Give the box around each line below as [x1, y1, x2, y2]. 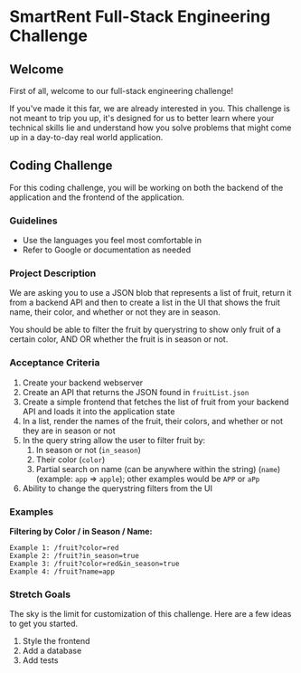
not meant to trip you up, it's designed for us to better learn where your [9, 113, 275, 123]
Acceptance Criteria [9, 356, 100, 369]
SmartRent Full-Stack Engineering [9, 6, 271, 27]
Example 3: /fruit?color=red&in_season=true [9, 559, 180, 568]
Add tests [22, 655, 59, 666]
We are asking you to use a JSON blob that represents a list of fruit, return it [9, 288, 292, 299]
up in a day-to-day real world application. [9, 132, 164, 142]
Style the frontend [22, 636, 90, 647]
